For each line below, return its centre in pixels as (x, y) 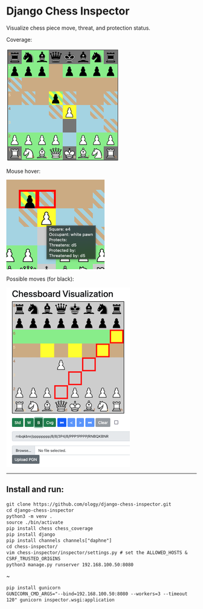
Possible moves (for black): (40, 279)
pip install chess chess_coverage (50, 528)
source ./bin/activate (35, 522)
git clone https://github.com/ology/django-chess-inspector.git (89, 504)
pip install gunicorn (34, 588)
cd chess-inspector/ (32, 546)
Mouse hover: (24, 171)
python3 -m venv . (29, 516)
